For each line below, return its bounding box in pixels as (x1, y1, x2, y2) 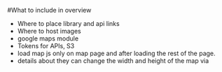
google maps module (17, 34, 79, 43)
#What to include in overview (7, 6, 92, 14)
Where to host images (17, 27, 82, 35)
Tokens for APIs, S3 (17, 42, 75, 50)
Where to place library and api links (17, 20, 120, 27)
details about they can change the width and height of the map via (17, 57, 209, 65)
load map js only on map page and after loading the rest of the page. (17, 49, 216, 57)
